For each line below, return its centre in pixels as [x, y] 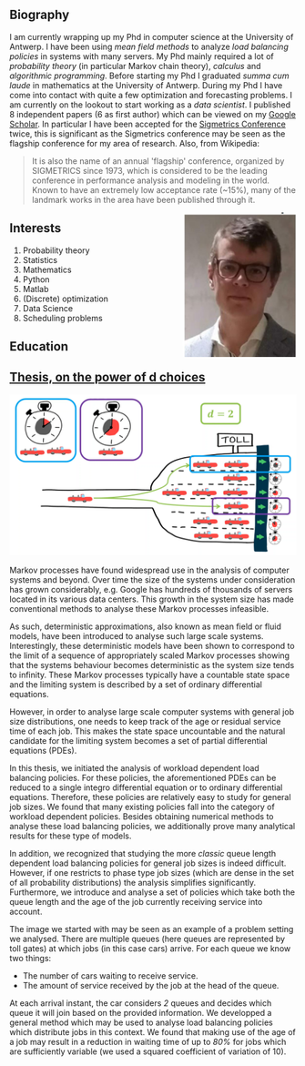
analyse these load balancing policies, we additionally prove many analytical [152, 827]
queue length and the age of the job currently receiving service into [136, 902]
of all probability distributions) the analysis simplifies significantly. [133, 883]
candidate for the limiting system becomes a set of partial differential [138, 741]
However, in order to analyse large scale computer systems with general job [152, 712]
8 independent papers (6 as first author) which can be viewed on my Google [152, 114]
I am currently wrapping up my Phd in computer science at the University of [152, 36]
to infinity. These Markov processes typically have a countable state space [150, 675]
